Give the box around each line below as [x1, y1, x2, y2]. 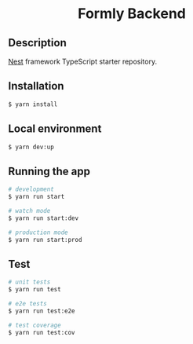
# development [8, 185, 55, 193]
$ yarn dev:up [8, 143, 55, 151]
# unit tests [8, 278, 51, 287]
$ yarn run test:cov [8, 328, 76, 336]
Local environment [8, 123, 102, 136]
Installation [8, 79, 64, 93]
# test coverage [8, 321, 61, 329]
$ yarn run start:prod [8, 236, 82, 243]
